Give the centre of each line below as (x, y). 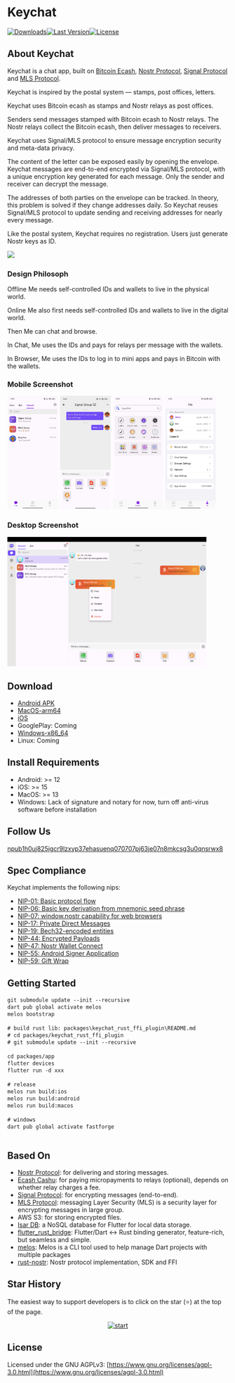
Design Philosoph (38, 274)
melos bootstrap (31, 1014)
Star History (34, 1284)
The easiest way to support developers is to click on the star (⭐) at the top (114, 1301)
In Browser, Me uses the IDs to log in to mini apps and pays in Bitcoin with (114, 359)
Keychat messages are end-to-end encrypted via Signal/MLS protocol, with (116, 169)
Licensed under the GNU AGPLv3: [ (58, 1364)
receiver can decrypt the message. (58, 184)
